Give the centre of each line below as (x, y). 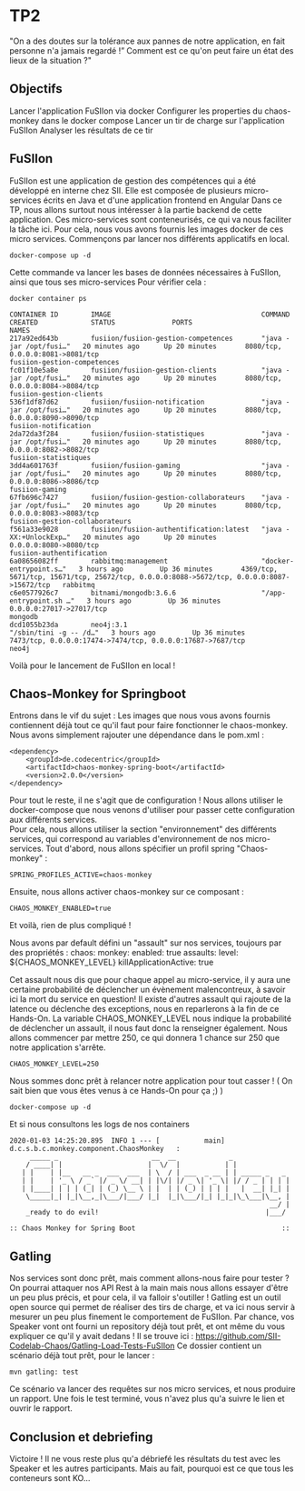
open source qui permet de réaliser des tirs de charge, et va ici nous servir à (152, 1307)
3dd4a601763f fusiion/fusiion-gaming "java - (150, 465)
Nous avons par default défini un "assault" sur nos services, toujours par (146, 943)
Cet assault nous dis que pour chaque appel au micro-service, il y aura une (150, 980)
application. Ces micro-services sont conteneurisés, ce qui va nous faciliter (151, 219)
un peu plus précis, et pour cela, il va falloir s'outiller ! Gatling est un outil (145, 1297)
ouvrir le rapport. (41, 1408)
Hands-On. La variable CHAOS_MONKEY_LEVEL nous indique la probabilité (151, 1018)
